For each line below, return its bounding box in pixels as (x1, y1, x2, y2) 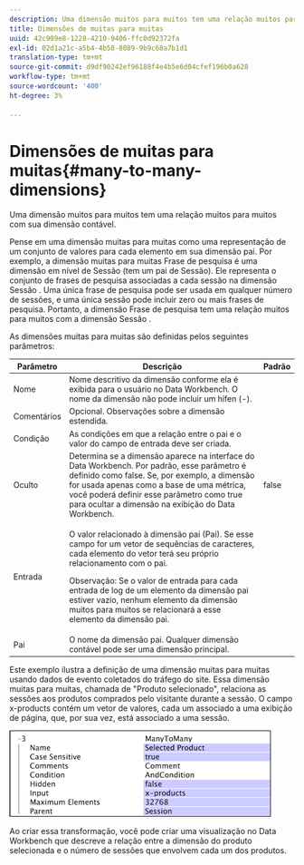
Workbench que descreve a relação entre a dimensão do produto (9, 835, 252, 846)
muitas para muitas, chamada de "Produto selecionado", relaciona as (9, 683, 267, 694)
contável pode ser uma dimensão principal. (69, 644, 230, 655)
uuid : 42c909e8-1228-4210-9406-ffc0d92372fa (9, 34, 180, 43)
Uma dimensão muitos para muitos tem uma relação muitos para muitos (9, 209, 278, 220)
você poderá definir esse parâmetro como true (69, 489, 242, 500)
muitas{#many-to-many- (9, 160, 202, 180)
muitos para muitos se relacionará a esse (69, 604, 222, 616)
